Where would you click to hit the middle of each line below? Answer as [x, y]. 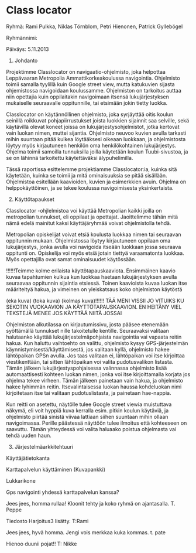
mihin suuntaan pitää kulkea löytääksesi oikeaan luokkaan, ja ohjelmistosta [96, 139]
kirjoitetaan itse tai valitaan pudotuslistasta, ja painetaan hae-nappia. [89, 392]
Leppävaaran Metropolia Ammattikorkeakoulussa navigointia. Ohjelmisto [93, 78]
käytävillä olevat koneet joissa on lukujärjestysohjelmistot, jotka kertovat [93, 127]
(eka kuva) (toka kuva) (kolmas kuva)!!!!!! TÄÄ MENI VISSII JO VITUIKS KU [95, 301]
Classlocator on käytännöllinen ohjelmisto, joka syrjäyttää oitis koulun [90, 114]
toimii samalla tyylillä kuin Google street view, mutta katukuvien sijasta [90, 84]
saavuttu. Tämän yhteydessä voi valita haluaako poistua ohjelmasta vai [91, 429]
